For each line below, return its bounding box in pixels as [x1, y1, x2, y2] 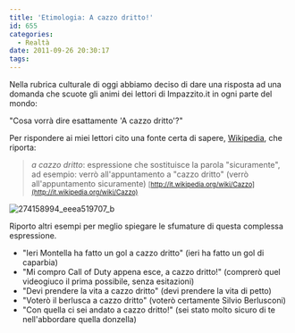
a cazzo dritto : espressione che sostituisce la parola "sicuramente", [30, 160, 281, 170]
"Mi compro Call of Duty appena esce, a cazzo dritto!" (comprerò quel [21, 267, 281, 277]
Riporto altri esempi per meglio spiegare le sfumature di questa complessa [9, 221, 284, 231]
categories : [9, 29, 54, 38]
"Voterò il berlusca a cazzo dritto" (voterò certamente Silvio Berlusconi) [21, 296, 286, 305]
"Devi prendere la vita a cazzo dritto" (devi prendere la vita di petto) [21, 286, 273, 296]
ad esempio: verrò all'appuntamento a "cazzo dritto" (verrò [30, 169, 249, 179]
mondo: [9, 98, 38, 108]
